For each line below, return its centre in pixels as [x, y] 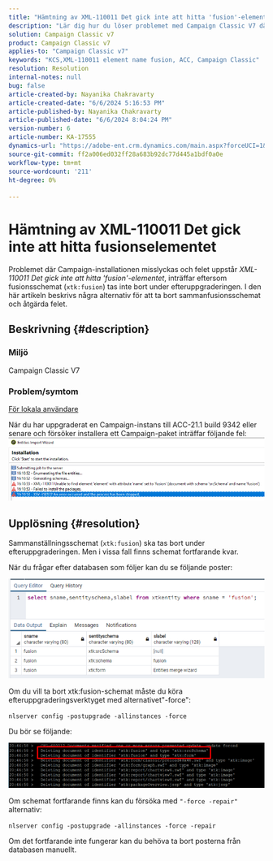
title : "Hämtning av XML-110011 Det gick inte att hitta [107, 17]
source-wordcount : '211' [50, 171]
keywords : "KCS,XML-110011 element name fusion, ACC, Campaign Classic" [134, 60]
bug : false [27, 85]
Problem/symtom [43, 392]
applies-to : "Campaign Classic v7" [69, 52]
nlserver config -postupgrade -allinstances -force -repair [113, 826]
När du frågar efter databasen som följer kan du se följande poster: [121, 568]
